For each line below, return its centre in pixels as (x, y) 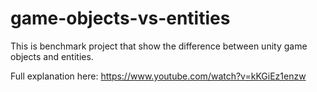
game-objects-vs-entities (120, 18)
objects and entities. (52, 56)
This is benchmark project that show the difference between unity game (159, 46)
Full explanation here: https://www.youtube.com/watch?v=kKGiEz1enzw (158, 76)
